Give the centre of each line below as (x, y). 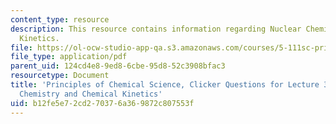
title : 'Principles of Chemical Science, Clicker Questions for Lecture (165, 85)
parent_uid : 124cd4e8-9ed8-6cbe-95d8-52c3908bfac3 (118, 66)
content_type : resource (60, 19)
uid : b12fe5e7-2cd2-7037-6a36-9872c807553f (102, 103)
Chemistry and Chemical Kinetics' (91, 94)
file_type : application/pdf (69, 57)
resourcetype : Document (60, 76)
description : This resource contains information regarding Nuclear (156, 29)
